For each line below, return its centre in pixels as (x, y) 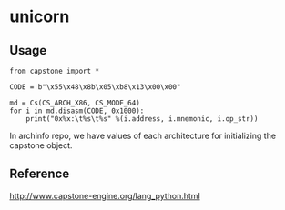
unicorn (40, 17)
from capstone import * (55, 71)
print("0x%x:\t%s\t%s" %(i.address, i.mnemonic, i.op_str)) (142, 119)
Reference (40, 174)
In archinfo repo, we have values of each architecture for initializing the (142, 135)
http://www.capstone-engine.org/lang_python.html (105, 195)
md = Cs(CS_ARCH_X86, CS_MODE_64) (75, 103)
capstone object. (41, 145)
